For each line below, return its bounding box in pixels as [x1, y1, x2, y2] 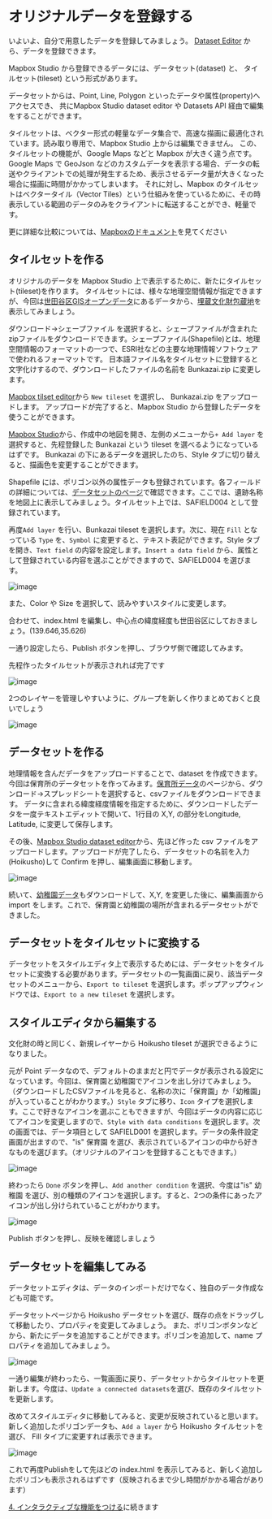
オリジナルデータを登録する [8, 7, 194, 26]
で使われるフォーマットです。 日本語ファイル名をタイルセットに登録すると [8, 354, 258, 364]
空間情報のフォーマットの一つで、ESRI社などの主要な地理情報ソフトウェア [8, 344, 258, 353]
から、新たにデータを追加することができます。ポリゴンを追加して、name [8, 1331, 254, 1340]
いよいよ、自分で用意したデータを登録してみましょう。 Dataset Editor [8, 36, 242, 45]
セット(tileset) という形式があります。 [15, 73, 142, 83]
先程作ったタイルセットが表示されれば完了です [8, 660, 165, 670]
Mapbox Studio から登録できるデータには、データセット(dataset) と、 [8, 63, 242, 73]
